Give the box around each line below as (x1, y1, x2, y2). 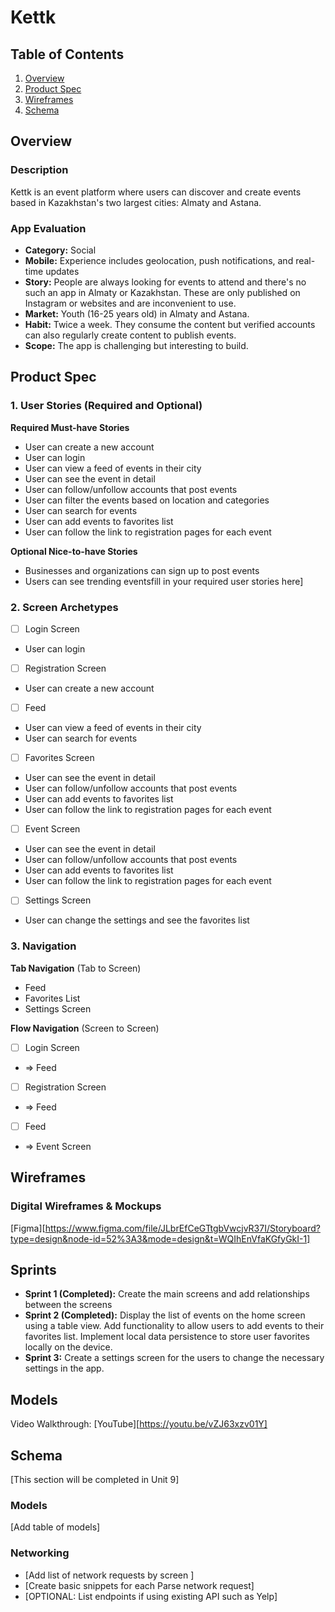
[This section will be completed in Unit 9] (10, 1473, 180, 1485)
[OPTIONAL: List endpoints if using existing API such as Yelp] (24, 1590, 278, 1602)
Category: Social (24, 244, 97, 256)
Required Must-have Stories (10, 421, 130, 433)
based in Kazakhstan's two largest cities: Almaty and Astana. (10, 196, 262, 208)
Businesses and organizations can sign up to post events (24, 564, 260, 576)
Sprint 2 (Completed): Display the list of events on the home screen (24, 1309, 306, 1321)
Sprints (10, 1261, 57, 1278)
